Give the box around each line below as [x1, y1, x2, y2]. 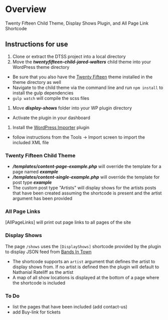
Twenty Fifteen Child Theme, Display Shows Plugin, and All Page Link [5, 20, 149, 26]
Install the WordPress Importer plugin [12, 124, 90, 130]
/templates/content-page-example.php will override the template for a [12, 163, 161, 169]
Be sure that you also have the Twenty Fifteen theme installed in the [12, 74, 153, 80]
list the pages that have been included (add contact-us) [12, 303, 128, 309]
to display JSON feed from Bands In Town [5, 249, 92, 255]
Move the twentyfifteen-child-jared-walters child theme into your [12, 59, 151, 65]
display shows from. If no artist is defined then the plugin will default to [12, 264, 159, 270]
